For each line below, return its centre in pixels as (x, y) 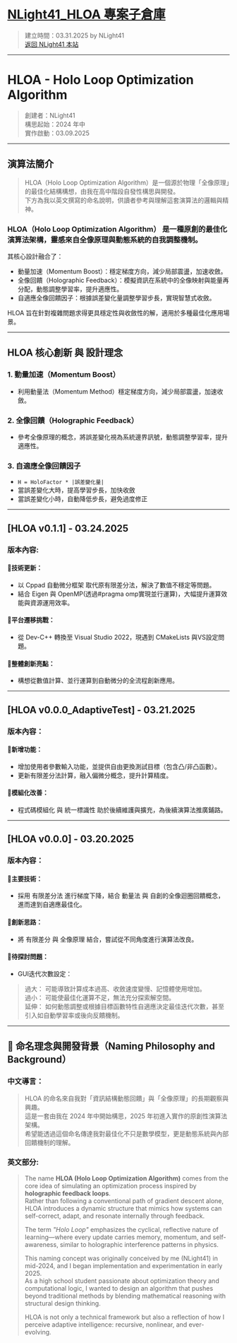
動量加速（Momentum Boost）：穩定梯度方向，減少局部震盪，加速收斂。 (122, 271)
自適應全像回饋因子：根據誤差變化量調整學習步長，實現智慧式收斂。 (116, 298)
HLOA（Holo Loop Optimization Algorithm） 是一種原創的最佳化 (117, 229)
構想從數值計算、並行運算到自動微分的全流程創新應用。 (98, 681)
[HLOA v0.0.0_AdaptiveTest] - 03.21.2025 (102, 710)
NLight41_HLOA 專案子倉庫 (86, 14)
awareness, (41, 1244)
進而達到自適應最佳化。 (51, 905)
